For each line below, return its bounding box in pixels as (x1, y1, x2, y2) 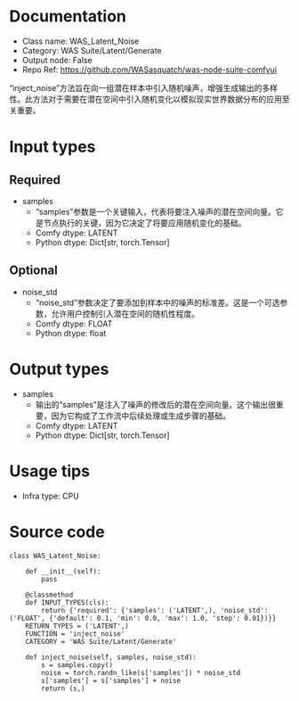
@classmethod (25, 590, 74, 599)
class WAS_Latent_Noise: (9, 551, 101, 560)
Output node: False (21, 54, 93, 65)
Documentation (9, 6, 127, 27)
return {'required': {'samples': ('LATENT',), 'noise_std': (41, 606, 269, 614)
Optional (9, 263, 58, 278)
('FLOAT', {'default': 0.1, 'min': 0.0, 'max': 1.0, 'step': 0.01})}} (9, 614, 277, 623)
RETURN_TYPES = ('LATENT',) (25, 622, 129, 631)
